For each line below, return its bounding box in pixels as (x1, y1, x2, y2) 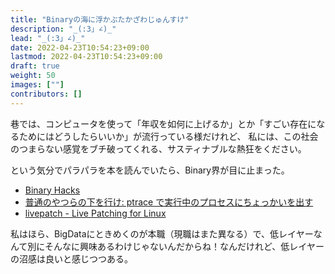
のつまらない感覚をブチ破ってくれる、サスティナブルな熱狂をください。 (10, 142, 307, 155)
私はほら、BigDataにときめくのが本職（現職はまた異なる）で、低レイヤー (10, 227, 314, 240)
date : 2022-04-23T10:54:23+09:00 (10, 42, 150, 53)
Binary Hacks (24, 184, 81, 196)
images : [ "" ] (10, 80, 65, 90)
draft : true (10, 61, 60, 71)
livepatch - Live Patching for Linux (24, 207, 167, 219)
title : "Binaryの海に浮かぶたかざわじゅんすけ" (10, 14, 190, 25)
